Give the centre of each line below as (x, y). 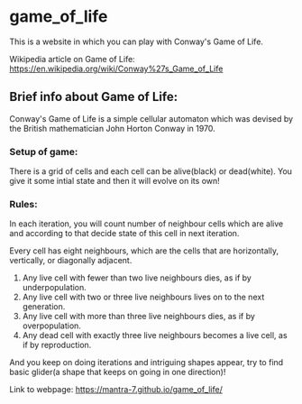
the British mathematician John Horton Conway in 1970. (113, 128)
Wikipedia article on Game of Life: (72, 59)
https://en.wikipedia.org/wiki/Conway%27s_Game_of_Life (116, 69)
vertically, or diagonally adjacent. (71, 261)
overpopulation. (51, 326)
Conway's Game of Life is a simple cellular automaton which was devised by (151, 118)
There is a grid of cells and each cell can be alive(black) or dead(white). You (151, 171)
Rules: (23, 204)
